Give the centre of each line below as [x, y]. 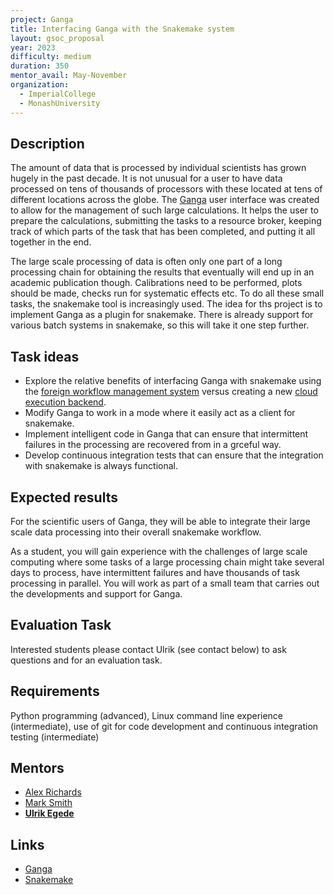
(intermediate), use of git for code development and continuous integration [164, 726]
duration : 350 [40, 66]
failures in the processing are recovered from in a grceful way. [153, 445]
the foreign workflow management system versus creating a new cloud [171, 392]
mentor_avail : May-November [69, 76]
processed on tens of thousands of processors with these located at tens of [166, 189]
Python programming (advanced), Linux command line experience [147, 715]
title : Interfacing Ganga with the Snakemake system [122, 29]
